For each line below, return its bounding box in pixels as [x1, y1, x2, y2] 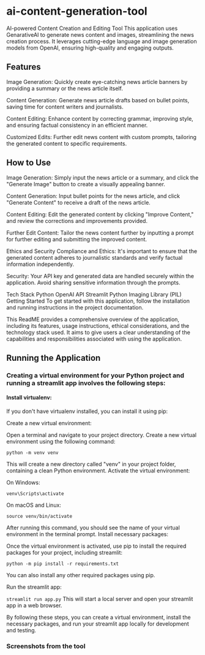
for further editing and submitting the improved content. [6, 235, 147, 243]
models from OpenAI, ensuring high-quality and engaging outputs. [6, 44, 174, 51]
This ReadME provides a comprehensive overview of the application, [6, 316, 179, 323]
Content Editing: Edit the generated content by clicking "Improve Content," [6, 210, 194, 218]
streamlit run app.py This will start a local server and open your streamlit [6, 596, 193, 603]
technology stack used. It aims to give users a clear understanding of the [6, 328, 191, 336]
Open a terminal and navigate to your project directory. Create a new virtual [6, 431, 197, 439]
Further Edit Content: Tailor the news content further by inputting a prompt [6, 229, 194, 237]
